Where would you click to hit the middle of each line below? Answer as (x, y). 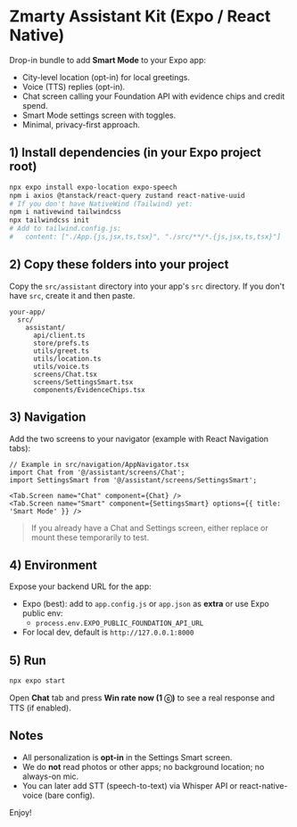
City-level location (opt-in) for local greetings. (106, 77)
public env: (43, 613)
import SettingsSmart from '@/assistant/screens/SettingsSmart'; (133, 480)
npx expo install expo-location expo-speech (93, 187)
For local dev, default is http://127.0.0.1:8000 (108, 632)
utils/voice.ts (61, 366)
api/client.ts (59, 335)
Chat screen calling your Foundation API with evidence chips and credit (153, 96)
